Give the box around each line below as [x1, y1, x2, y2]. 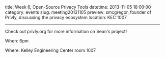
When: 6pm [5, 38, 28, 43]
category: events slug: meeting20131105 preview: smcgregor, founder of [5, 9, 151, 15]
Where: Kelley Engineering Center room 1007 [5, 47, 96, 53]
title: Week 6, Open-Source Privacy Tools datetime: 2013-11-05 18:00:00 [5, 4, 151, 10]
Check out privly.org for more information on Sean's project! [5, 29, 127, 34]
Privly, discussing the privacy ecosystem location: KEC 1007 [5, 15, 127, 20]
